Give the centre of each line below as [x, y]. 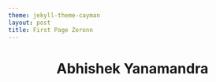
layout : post [30, 23]
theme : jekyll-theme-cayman [54, 15]
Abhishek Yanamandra [132, 68]
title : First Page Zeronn [50, 30]
